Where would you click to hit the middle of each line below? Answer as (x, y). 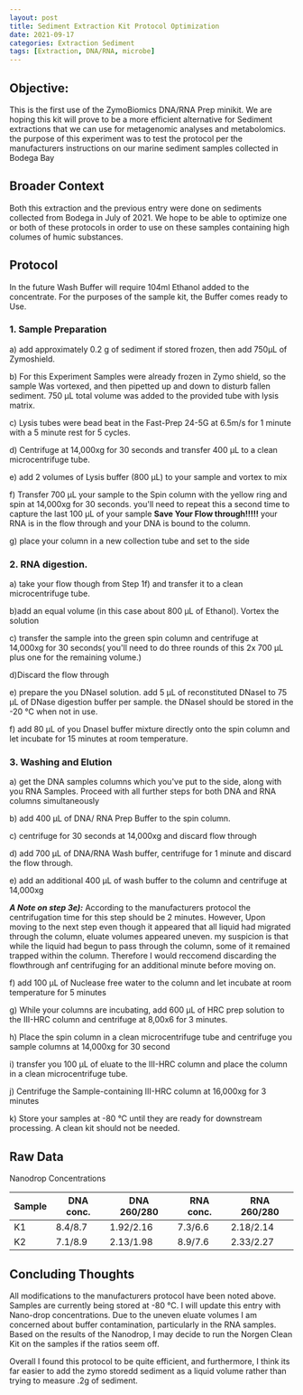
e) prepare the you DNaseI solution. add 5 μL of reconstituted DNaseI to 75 (148, 693)
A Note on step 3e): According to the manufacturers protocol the (130, 908)
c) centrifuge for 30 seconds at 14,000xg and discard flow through (133, 836)
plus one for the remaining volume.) (76, 657)
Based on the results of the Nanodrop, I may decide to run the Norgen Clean (151, 1334)
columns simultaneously (55, 801)
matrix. (23, 405)
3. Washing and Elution (61, 762)
